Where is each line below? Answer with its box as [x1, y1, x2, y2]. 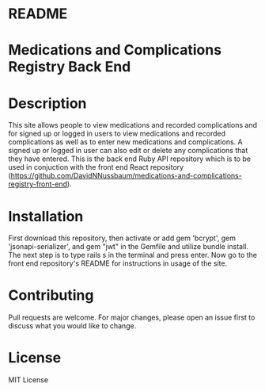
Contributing [8, 286, 94, 305]
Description [8, 94, 87, 112]
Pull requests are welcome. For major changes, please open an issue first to [8, 312, 256, 322]
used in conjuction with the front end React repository [8, 163, 184, 172]
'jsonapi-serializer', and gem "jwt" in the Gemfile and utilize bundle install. [8, 242, 249, 251]
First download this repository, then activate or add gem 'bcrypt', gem [8, 233, 236, 243]
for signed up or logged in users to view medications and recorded [8, 128, 225, 139]
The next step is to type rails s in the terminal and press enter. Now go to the [8, 251, 258, 260]
